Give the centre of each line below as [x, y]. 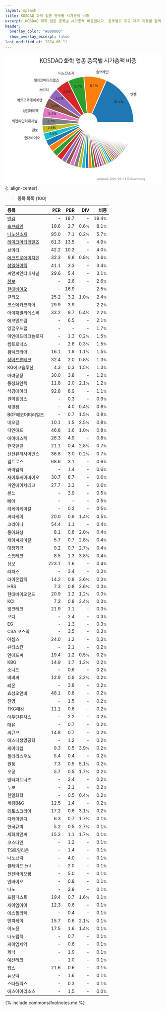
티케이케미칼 [19, 508]
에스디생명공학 [21, 740]
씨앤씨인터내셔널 [23, 273]
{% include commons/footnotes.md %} [45, 1003]
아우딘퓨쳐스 [19, 717]
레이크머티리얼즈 [23, 242]
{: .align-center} [22, 188]
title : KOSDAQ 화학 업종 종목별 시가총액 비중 [47, 16]
